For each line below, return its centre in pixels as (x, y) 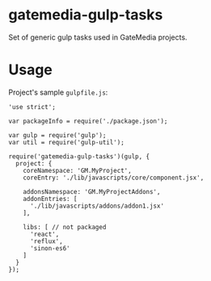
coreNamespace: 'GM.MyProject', (77, 170)
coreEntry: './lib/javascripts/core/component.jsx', (114, 178)
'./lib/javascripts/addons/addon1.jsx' (97, 206)
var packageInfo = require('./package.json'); (88, 121)
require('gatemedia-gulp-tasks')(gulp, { (79, 156)
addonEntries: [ (51, 199)
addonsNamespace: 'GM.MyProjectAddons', (92, 191)
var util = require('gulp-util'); (67, 142)
